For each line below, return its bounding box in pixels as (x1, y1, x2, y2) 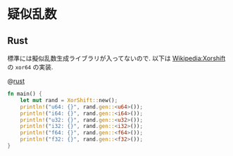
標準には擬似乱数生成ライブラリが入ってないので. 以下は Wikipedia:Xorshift (7, 54, 226, 62)
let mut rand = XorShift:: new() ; (20, 97, 118, 104)
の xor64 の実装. (7, 63, 53, 71)
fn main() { (7, 90, 42, 97)
